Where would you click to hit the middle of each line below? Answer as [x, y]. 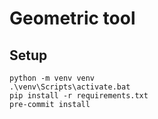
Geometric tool [72, 18]
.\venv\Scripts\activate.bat [70, 87]
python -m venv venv [52, 78]
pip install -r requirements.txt [79, 96]
